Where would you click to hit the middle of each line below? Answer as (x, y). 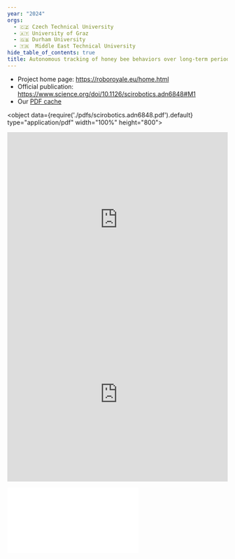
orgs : (15, 20)
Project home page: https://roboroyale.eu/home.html (93, 79)
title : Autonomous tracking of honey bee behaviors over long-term (108, 59)
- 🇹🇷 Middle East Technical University (75, 46)
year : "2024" (26, 14)
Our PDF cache (39, 101)
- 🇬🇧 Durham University (50, 40)
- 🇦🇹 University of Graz (51, 33)
